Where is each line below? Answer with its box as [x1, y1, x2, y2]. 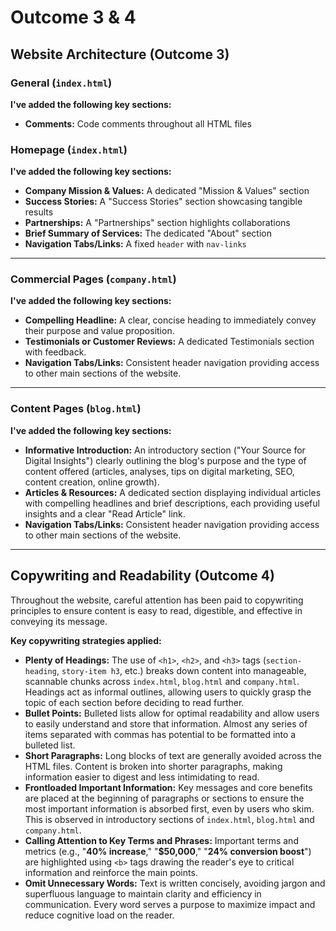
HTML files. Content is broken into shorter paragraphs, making [24, 760, 283, 772]
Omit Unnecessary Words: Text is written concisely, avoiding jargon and [24, 877, 326, 889]
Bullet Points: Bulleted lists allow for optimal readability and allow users [24, 707, 320, 719]
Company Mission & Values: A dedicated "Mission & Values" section [24, 185, 310, 197]
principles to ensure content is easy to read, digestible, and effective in [10, 604, 303, 616]
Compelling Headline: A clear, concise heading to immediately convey [24, 314, 317, 326]
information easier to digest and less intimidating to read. [24, 771, 260, 783]
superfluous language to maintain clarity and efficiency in [24, 887, 262, 900]
